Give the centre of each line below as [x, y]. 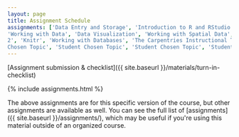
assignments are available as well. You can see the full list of [96, 110]
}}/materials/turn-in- [190, 67]
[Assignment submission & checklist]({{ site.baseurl [83, 67]
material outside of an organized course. [67, 125]
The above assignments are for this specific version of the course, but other [119, 103]
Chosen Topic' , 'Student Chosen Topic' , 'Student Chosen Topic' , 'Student [121, 47]
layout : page [27, 14]
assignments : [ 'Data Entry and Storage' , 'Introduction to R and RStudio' [121, 27]
